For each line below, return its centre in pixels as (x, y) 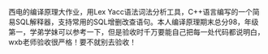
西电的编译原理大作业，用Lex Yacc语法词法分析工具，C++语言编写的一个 (131, 12)
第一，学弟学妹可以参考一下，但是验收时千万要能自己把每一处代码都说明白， (136, 32)
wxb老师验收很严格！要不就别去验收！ (72, 42)
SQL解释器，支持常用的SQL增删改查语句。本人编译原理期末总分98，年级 (137, 22)
